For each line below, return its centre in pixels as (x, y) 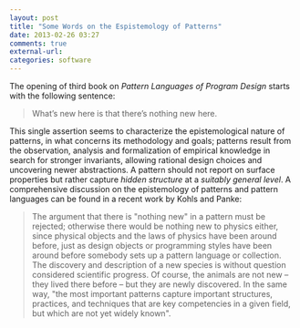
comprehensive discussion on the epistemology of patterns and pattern (144, 189)
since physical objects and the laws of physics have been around (154, 236)
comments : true (38, 43)
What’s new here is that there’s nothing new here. (124, 113)
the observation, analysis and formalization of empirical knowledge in (140, 150)
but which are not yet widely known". (101, 313)
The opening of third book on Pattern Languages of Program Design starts (150, 86)
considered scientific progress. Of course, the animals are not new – (160, 275)
